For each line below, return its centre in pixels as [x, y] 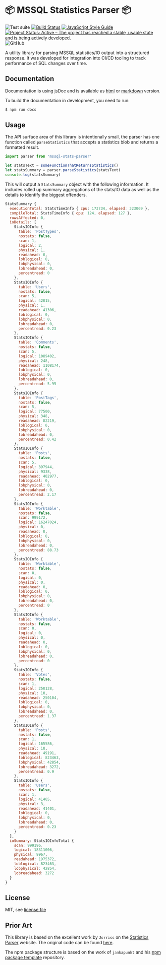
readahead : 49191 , [37, 753]
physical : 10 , [33, 693]
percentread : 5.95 [37, 384]
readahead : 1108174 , [39, 365]
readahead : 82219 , [37, 421]
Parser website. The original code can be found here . [59, 943]
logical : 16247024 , [38, 522]
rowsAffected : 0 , [28, 218]
